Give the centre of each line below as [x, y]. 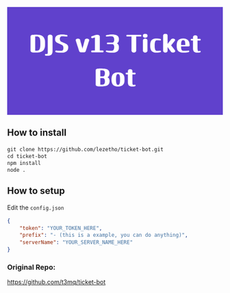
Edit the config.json [36, 207]
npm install [24, 163]
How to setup [36, 191]
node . [16, 170]
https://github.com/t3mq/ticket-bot [56, 282]
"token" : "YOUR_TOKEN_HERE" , [61, 228]
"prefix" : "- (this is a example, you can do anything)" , [104, 235]
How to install [37, 133]
